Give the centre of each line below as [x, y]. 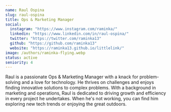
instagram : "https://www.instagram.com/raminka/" [64, 29]
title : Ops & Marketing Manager [40, 19]
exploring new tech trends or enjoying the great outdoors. [66, 104]
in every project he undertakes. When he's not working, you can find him [82, 99]
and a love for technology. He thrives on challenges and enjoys [88, 82]
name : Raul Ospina [25, 10]
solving [13, 82]
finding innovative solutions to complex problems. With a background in [81, 88]
